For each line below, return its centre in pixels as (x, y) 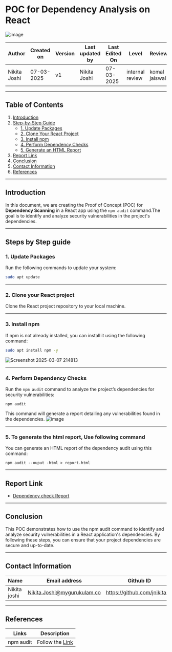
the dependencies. (25, 419)
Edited (114, 53)
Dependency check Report (41, 496)
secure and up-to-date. (30, 545)
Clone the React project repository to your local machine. (66, 306)
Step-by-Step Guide (34, 123)
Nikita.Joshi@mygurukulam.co (64, 592)
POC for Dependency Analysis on (78, 9)
